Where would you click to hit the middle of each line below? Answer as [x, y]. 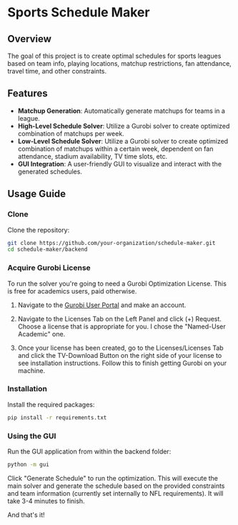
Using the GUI [32, 436]
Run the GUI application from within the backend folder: [89, 451]
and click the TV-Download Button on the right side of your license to [120, 355]
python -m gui [29, 465]
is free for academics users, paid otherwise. [72, 291]
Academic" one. [41, 334]
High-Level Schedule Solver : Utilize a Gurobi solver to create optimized [124, 126]
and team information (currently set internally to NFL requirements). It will [115, 493]
